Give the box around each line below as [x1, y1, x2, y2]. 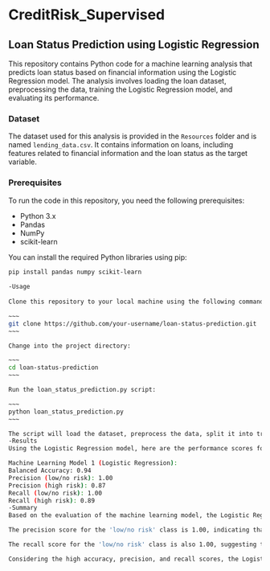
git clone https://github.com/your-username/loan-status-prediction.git [8, 319, 257, 327]
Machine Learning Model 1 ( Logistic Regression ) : [8, 459, 178, 467]
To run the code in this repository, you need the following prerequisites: [8, 195, 245, 205]
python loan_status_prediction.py [8, 408, 125, 416]
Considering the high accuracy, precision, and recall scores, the [8, 555, 239, 563]
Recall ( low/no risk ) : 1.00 [8, 489, 103, 497]
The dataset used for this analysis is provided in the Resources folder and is [8, 131, 257, 142]
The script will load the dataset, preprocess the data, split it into [8, 429, 253, 437]
